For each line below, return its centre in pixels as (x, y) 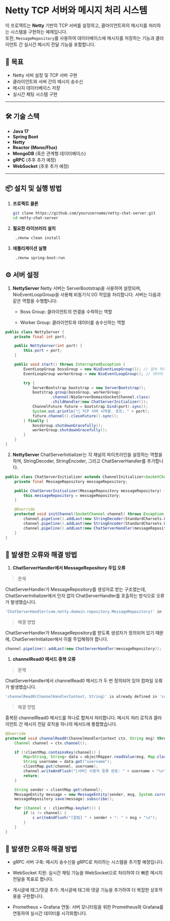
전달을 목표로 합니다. (33, 879)
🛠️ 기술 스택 (22, 116)
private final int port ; (40, 337)
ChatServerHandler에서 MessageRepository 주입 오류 (69, 568)
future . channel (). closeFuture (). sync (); (75, 416)
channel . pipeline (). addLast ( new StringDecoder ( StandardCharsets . (94, 519)
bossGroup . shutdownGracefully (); (67, 426)
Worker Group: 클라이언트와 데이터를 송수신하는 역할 (73, 322)
